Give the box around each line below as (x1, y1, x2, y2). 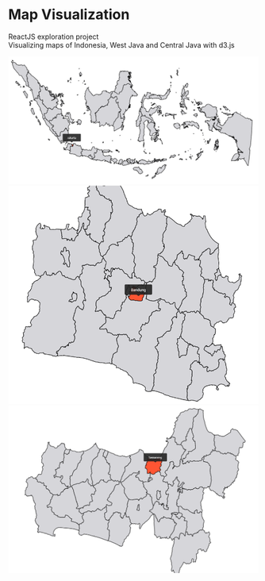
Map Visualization (8, 6, 130, 24)
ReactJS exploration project (8, 32, 99, 41)
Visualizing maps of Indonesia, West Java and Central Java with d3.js (8, 40, 236, 49)
